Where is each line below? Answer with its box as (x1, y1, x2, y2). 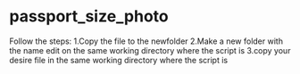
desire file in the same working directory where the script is (9, 54, 229, 65)
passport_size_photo (9, 6, 170, 27)
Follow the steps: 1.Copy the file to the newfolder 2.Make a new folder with (9, 36, 284, 46)
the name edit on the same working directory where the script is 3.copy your (9, 45, 291, 55)
